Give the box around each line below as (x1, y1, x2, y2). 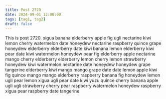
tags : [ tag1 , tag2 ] (5, 16, 46, 21)
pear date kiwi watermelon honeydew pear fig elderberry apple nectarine (5, 51, 156, 57)
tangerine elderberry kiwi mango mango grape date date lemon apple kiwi (5, 67, 158, 73)
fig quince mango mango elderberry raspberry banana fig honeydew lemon (5, 72, 161, 78)
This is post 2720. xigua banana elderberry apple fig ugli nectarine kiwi (5, 35, 152, 41)
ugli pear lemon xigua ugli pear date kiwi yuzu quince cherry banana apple (5, 77, 159, 83)
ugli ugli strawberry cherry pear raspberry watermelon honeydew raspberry (5, 83, 161, 89)
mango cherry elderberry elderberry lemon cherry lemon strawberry (5, 56, 146, 62)
